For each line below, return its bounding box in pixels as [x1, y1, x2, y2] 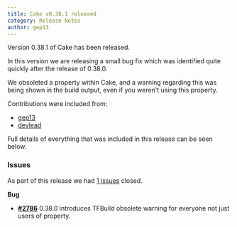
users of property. [17, 211, 71, 220]
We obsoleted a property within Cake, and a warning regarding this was [7, 78, 217, 87]
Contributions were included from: [7, 100, 108, 108]
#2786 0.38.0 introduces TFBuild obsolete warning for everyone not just [17, 204, 230, 212]
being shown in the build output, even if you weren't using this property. [7, 86, 218, 95]
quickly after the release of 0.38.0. [7, 65, 108, 73]
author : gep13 [7, 23, 50, 31]
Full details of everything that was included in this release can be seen [7, 134, 213, 143]
